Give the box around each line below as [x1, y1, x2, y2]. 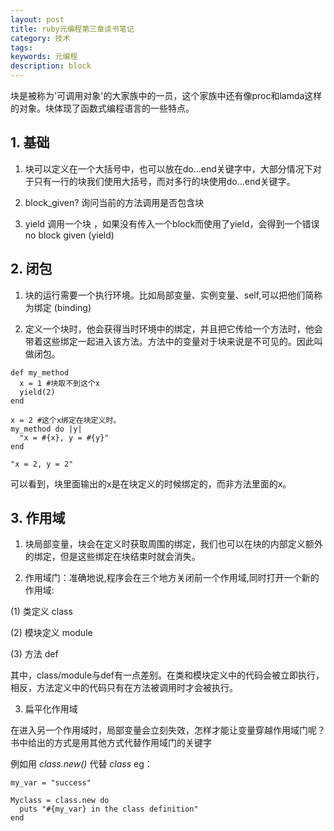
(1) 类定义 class [10, 606, 73, 618]
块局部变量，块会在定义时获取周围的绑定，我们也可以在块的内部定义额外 [24, 538, 323, 550]
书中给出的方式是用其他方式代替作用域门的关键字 [10, 737, 212, 749]
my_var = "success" [10, 778, 92, 788]
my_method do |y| [10, 424, 83, 434]
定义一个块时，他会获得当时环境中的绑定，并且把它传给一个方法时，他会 [24, 322, 323, 335]
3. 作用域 [10, 510, 66, 527]
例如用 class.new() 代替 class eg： [10, 758, 153, 770]
